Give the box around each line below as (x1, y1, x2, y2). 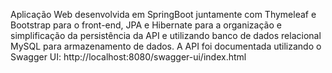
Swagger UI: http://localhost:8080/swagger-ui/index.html (10, 51, 247, 63)
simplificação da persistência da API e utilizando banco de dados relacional (10, 30, 322, 41)
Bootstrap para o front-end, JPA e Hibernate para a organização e (10, 19, 282, 31)
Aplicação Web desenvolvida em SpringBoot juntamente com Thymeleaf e (10, 9, 317, 20)
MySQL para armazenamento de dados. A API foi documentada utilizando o (10, 40, 322, 52)
